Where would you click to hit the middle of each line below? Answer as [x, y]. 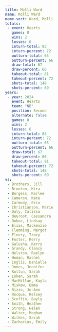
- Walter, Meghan [25, 313]
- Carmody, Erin [24, 203]
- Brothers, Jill [25, 184]
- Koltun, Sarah [24, 271]
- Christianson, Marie [30, 207]
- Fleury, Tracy [24, 235]
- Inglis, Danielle [27, 262]
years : [12, 92]
